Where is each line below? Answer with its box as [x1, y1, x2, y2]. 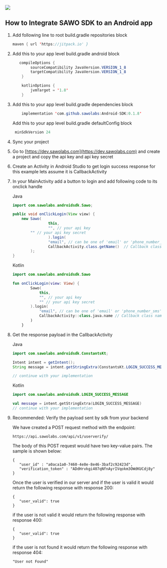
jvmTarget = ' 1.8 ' [30, 88, 69, 93]
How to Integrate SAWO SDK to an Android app [5, 19, 153, 27]
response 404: [12, 549, 43, 555]
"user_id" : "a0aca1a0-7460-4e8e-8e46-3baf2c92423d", [19, 462, 133, 467]
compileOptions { [19, 60, 55, 65]
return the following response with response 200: [12, 484, 114, 490]
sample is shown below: [12, 448, 62, 454]
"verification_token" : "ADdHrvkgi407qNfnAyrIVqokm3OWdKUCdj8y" [19, 466, 155, 471]
